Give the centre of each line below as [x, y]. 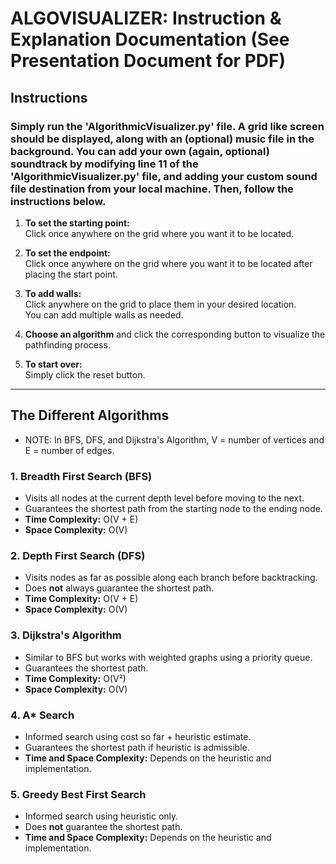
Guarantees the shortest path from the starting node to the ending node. [173, 508]
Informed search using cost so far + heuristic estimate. [138, 736]
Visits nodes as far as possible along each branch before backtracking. [171, 578]
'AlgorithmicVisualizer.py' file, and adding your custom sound [164, 176]
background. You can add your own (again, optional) [140, 151]
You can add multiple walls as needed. [104, 314]
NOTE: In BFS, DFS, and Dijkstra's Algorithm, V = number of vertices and [174, 439]
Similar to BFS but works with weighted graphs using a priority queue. [168, 657]
